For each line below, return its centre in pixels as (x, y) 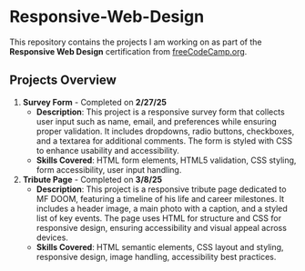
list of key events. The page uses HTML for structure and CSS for (159, 218)
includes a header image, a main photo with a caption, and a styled (162, 208)
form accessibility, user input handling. (109, 169)
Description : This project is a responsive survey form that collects (160, 112)
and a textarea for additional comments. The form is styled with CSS (164, 141)
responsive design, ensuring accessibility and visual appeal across (161, 227)
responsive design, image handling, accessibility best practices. (156, 256)
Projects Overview (63, 80)
